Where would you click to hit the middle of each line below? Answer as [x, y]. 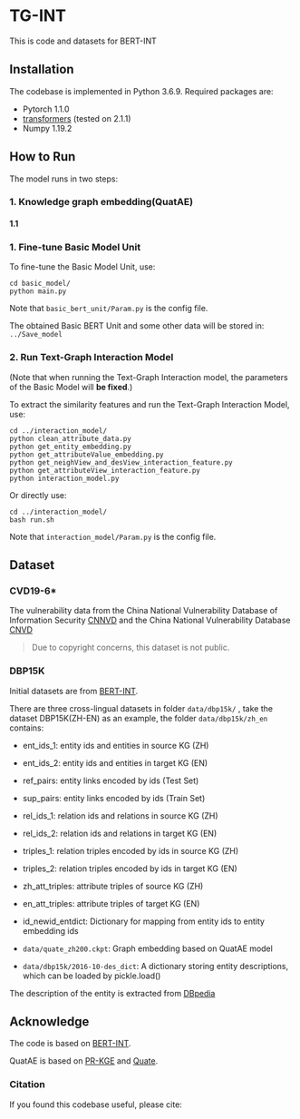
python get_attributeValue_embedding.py [87, 455]
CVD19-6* [33, 591]
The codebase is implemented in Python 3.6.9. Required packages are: [141, 91]
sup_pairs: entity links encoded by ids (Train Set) [114, 798]
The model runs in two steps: [64, 179]
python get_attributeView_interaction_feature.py [105, 470]
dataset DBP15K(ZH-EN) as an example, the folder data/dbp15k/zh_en [139, 718]
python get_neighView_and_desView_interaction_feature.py [121, 462]
